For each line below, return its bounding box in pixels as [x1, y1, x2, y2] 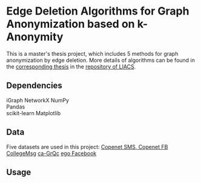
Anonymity [6, 30, 64, 44]
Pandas [6, 103, 25, 110]
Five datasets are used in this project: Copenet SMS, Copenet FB [6, 143, 168, 150]
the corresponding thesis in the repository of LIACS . [6, 62, 136, 70]
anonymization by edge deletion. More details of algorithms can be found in [6, 56, 195, 64]
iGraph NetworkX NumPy [6, 96, 70, 104]
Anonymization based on [6, 17, 135, 31]
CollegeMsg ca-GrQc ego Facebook [6, 150, 97, 157]
